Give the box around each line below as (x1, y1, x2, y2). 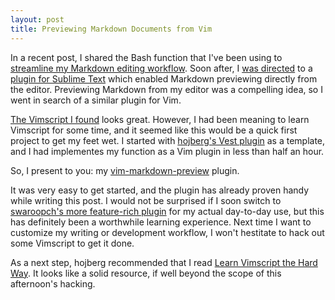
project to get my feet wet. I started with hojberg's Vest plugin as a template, (10, 134, 326, 146)
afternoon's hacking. (10, 277, 96, 290)
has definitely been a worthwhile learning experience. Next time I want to (10, 216, 312, 228)
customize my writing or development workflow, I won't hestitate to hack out (10, 226, 325, 238)
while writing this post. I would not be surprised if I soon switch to (10, 194, 282, 206)
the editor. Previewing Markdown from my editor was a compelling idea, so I (10, 83, 323, 95)
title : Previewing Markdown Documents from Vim (10, 24, 213, 34)
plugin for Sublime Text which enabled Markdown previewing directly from (10, 72, 318, 85)
